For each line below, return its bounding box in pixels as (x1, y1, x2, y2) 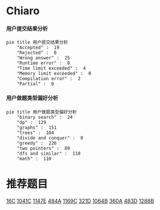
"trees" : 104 (17, 129, 55, 136)
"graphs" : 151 (17, 125, 57, 131)
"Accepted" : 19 (17, 44, 60, 51)
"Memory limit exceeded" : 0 (17, 71, 92, 77)
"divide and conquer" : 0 (17, 135, 84, 141)
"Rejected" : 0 (17, 50, 57, 56)
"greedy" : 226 (17, 140, 57, 146)
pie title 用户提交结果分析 (6, 40, 68, 46)
